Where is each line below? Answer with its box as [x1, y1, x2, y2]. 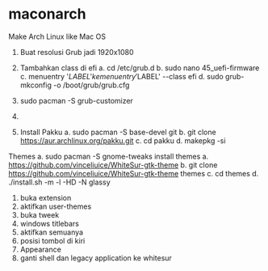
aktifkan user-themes [19, 201, 92, 211]
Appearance [19, 244, 62, 254]
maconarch [8, 5, 86, 23]
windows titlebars [19, 218, 79, 228]
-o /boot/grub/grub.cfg [53, 80, 130, 90]
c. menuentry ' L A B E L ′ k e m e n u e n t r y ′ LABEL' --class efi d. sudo [19, 71, 224, 81]
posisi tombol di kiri [19, 235, 86, 245]
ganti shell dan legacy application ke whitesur [19, 252, 172, 263]
